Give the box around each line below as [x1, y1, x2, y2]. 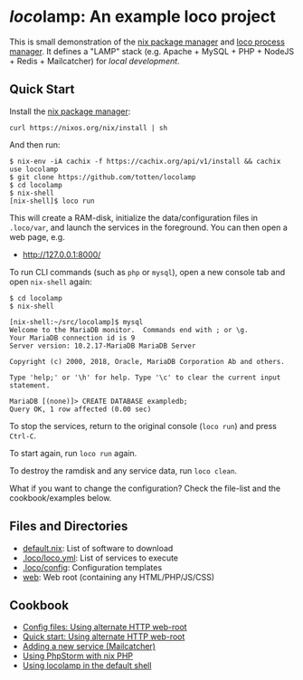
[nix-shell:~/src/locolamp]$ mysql [9, 317, 144, 327]
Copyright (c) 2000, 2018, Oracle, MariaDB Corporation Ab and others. [9, 357, 285, 366]
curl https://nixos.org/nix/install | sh [9, 123, 168, 132]
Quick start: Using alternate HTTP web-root [22, 631, 185, 642]
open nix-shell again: [9, 276, 92, 287]
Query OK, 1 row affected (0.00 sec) [9, 405, 152, 414]
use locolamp [9, 165, 59, 174]
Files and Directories [9, 519, 128, 534]
